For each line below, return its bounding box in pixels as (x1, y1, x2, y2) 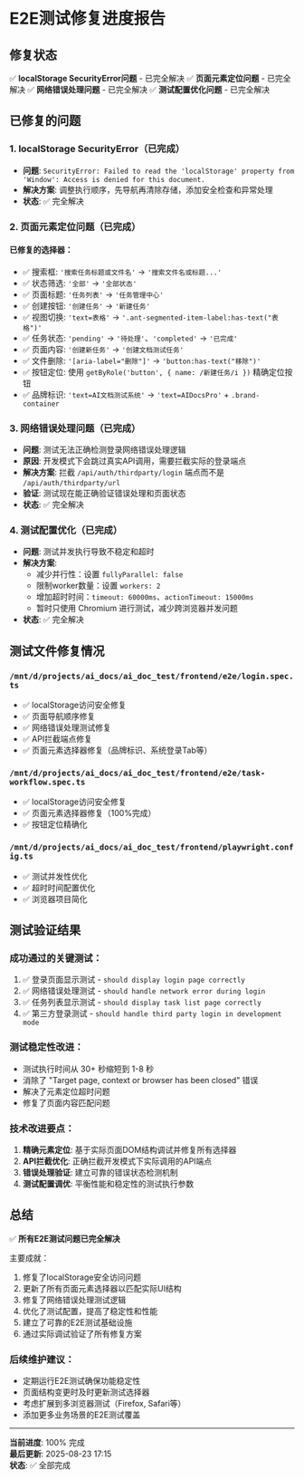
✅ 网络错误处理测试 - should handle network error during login (22, 985, 266, 996)
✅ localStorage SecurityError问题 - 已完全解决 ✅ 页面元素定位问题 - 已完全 (9, 73, 291, 83)
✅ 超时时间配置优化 (22, 882, 96, 893)
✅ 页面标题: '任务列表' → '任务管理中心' (22, 289, 165, 300)
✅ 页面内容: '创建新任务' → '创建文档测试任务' (22, 343, 185, 354)
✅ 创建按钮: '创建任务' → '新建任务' (22, 300, 151, 311)
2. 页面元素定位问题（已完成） (9, 220, 141, 233)
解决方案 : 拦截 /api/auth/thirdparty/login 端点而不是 (22, 467, 224, 478)
